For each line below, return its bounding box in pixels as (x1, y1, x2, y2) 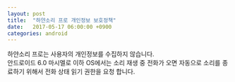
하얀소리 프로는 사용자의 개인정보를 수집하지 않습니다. (7, 50, 155, 58)
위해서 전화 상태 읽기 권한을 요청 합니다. (25, 67, 135, 76)
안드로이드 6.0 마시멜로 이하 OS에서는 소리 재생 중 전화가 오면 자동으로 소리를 (7, 59, 221, 67)
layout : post (7, 10, 46, 18)
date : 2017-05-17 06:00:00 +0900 (7, 23, 112, 30)
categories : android (7, 29, 68, 37)
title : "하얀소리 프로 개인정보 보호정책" (7, 17, 116, 24)
